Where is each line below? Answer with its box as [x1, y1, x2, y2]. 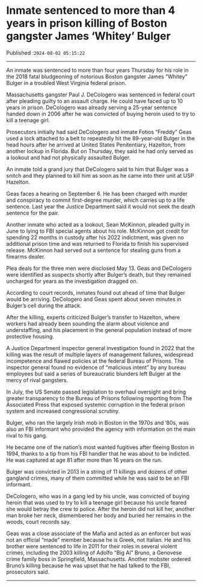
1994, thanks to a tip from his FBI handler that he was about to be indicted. [6, 450, 191, 457]
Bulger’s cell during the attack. [6, 302, 82, 309]
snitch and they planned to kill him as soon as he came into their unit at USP [6, 172, 194, 179]
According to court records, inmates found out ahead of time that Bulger [6, 289, 185, 296]
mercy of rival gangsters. [6, 376, 69, 383]
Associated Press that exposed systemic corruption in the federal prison [6, 401, 185, 408]
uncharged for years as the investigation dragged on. [6, 277, 138, 284]
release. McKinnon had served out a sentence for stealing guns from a [6, 246, 181, 254]
